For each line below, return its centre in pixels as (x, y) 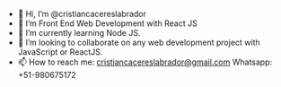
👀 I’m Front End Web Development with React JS (107, 23)
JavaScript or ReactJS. (60, 52)
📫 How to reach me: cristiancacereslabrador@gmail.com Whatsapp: (145, 62)
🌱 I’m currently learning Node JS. (79, 33)
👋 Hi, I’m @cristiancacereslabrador (82, 14)
